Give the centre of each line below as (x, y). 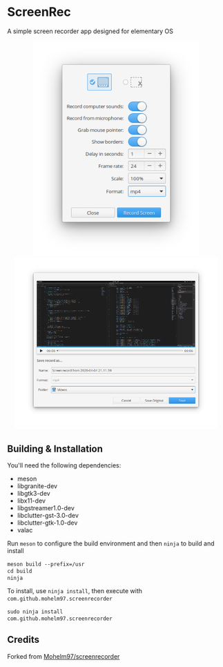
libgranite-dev (37, 486)
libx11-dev (31, 501)
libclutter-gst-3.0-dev (48, 516)
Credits (23, 640)
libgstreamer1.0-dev (46, 508)
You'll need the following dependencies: (64, 465)
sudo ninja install (35, 612)
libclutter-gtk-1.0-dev (47, 523)
